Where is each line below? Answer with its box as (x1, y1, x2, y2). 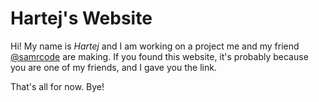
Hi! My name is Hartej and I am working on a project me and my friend (10, 40, 300, 52)
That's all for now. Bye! (10, 80, 105, 92)
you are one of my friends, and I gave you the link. (10, 61, 217, 73)
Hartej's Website (10, 7, 153, 30)
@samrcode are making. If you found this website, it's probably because (10, 50, 309, 62)
